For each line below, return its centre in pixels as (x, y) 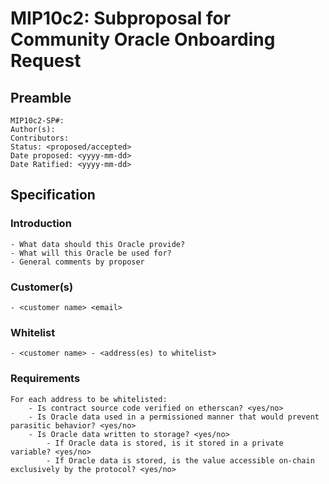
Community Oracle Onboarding (143, 39)
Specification (53, 195)
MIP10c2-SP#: (37, 121)
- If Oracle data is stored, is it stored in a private (165, 443)
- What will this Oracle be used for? (91, 253)
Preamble (41, 97)
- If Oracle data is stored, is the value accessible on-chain (180, 460)
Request (46, 61)
